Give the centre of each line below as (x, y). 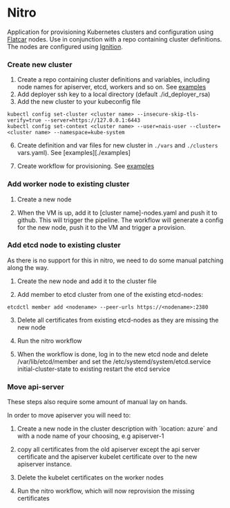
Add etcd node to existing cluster (64, 245)
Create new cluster (40, 64)
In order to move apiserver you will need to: (69, 415)
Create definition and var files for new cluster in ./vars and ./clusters (117, 145)
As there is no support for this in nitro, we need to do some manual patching (115, 260)
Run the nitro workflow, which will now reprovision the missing (106, 491)
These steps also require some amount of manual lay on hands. (97, 402)
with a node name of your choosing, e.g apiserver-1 (90, 436)
